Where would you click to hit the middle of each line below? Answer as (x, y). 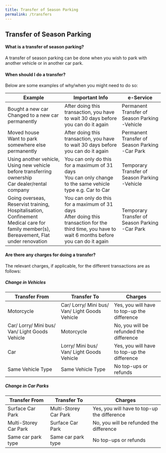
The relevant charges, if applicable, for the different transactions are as (78, 266)
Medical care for (27, 223)
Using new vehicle (29, 165)
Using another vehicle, (34, 159)
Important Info (91, 98)
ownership (20, 178)
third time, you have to (90, 229)
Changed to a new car (33, 115)
